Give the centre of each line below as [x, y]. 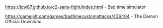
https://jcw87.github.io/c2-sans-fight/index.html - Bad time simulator [76, 7]
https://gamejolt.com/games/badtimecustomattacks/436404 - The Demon [81, 16]
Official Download [23, 21]
